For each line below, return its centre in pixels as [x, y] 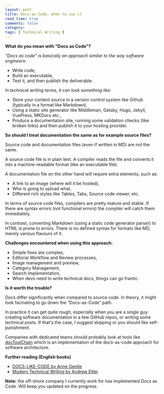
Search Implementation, [36, 273]
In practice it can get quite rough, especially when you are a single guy [76, 312]
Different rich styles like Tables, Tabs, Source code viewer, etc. [76, 194]
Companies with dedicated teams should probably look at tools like [73, 337]
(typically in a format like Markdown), [50, 105]
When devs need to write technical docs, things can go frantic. [75, 278]
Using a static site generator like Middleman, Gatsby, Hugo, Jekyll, [79, 110]
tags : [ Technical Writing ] [35, 32]
